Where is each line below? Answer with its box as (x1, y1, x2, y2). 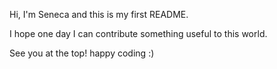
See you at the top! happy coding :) (9, 47, 155, 59)
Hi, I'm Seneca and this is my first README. (9, 9, 189, 20)
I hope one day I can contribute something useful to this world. (9, 28, 268, 39)
